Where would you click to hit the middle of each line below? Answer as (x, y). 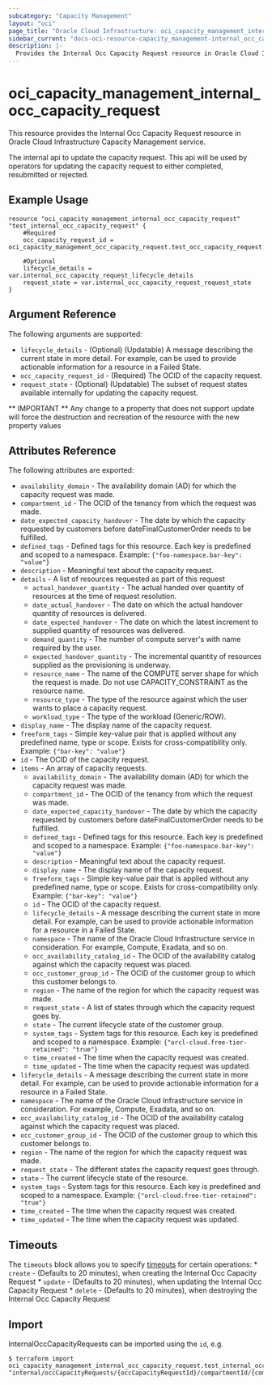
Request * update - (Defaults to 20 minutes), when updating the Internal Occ (135, 1282)
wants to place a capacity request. (90, 708)
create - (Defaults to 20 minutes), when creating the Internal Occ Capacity (133, 1273)
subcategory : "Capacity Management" (70, 16)
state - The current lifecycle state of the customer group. (128, 1025)
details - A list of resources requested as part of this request (122, 579)
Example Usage (49, 200)
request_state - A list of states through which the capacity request (144, 1008)
